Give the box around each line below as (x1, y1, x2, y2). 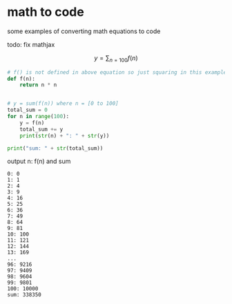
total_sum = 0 (7, 106, 48, 114)
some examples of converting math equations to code (7, 27, 161, 35)
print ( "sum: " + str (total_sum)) (7, 144, 104, 152)
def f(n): (7, 75, 36, 82)
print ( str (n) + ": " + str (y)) (19, 132, 110, 139)
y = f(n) (19, 119, 45, 126)
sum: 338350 (7, 292, 41, 298)
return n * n (19, 82, 57, 88)
